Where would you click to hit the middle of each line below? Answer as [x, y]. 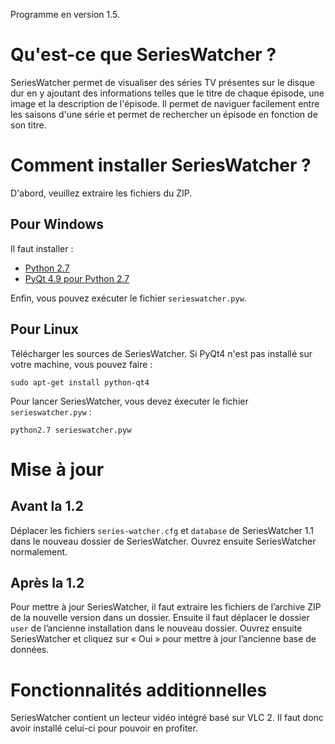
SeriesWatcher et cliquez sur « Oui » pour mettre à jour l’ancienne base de [163, 639]
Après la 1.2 [47, 582]
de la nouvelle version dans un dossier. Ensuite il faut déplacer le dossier [160, 618]
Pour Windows [57, 224]
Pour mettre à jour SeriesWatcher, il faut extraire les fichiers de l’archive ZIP [166, 607]
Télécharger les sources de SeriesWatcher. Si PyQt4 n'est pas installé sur [161, 353]
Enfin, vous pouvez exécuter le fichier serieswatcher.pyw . [128, 298]
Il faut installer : [42, 248]
